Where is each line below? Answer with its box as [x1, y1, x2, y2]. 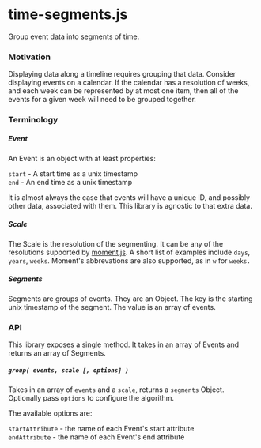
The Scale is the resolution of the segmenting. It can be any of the [8, 239, 224, 249]
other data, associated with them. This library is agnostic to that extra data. [8, 201, 253, 211]
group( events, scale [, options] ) [8, 366, 129, 375]
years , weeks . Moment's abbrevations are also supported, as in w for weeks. [8, 256, 251, 265]
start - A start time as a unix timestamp [8, 169, 138, 179]
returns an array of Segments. [8, 348, 107, 358]
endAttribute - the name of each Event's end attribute [8, 432, 185, 442]
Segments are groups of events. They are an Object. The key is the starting [8, 294, 253, 303]
